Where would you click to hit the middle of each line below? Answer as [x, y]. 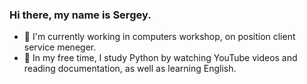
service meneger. [60, 47]
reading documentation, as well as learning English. [130, 69]
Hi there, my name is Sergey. [80, 15]
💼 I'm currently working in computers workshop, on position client [159, 37]
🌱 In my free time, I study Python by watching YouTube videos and [160, 58]
